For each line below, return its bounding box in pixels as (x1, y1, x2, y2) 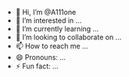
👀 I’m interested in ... (15, 16, 82, 25)
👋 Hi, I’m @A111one (15, 8, 77, 16)
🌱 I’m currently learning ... (15, 24, 99, 33)
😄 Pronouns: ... (15, 53, 66, 62)
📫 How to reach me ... (15, 42, 88, 50)
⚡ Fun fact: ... (15, 61, 59, 71)
